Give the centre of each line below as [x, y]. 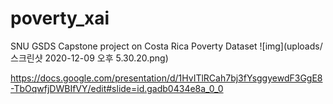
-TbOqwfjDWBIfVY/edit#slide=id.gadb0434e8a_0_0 [117, 88]
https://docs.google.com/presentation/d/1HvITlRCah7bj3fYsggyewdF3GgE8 [166, 78]
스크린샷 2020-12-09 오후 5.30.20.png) [89, 58]
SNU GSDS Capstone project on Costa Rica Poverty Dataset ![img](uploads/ [166, 46]
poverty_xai [60, 18]
